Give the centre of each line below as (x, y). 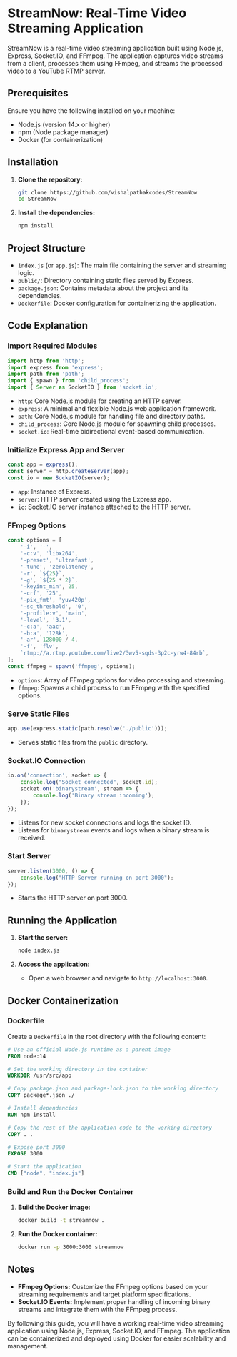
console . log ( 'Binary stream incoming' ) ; (94, 795)
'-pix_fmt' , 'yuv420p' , (56, 600)
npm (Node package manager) (63, 132)
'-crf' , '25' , (41, 593)
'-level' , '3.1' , (46, 620)
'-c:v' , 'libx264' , (49, 554)
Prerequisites (38, 93)
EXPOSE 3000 (25, 1154)
